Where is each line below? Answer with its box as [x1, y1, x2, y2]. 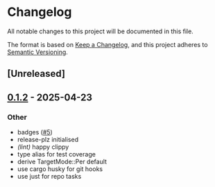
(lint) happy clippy [17, 143, 69, 151]
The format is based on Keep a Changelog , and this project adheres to [7, 40, 208, 48]
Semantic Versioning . [7, 48, 68, 56]
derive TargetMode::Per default [17, 157, 108, 166]
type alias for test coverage [17, 150, 96, 159]
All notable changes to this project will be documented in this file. [7, 27, 194, 35]
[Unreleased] [7, 68, 66, 80]
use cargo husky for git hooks [17, 165, 103, 173]
